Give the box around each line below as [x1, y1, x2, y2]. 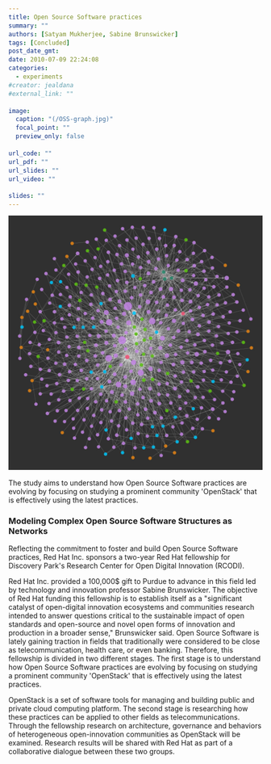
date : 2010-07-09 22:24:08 [8, 56, 99, 64]
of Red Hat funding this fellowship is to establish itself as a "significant [8, 594, 243, 603]
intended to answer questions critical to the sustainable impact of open [8, 611, 244, 621]
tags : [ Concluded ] [8, 39, 70, 47]
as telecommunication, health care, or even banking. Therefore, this [8, 645, 234, 655]
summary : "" [8, 21, 48, 30]
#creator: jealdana [8, 81, 74, 89]
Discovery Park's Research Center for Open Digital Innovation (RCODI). [8, 561, 244, 571]
